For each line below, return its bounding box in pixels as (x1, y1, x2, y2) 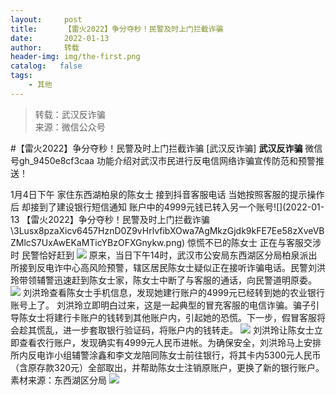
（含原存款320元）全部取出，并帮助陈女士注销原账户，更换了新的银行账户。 (10, 361, 325, 373)
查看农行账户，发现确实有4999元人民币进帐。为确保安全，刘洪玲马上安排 (18, 336, 322, 348)
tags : (10, 71, 33, 81)
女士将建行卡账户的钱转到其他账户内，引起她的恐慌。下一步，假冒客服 (27, 311, 317, 323)
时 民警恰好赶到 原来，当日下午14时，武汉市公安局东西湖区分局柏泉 (10, 249, 300, 261)
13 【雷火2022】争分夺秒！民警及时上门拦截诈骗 (10, 213, 210, 225)
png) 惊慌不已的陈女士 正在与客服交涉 (165, 236, 322, 248)
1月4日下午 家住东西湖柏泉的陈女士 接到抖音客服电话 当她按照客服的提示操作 (10, 188, 325, 200)
